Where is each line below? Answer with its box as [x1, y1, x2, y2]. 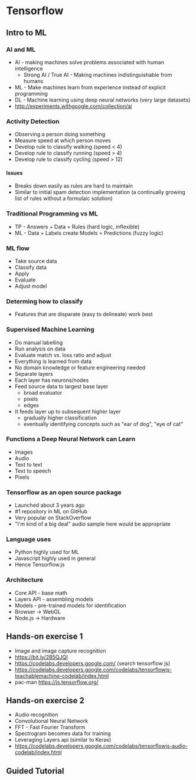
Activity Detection [6, 117, 60, 125]
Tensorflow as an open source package [6, 488, 122, 496]
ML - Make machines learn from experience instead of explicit [14, 84, 166, 91]
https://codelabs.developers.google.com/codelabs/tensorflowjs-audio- [14, 742, 188, 750]
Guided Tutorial [6, 766, 64, 776]
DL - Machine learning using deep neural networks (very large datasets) [14, 96, 191, 103]
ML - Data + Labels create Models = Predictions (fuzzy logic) [14, 229, 164, 237]
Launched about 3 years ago [14, 502, 85, 509]
